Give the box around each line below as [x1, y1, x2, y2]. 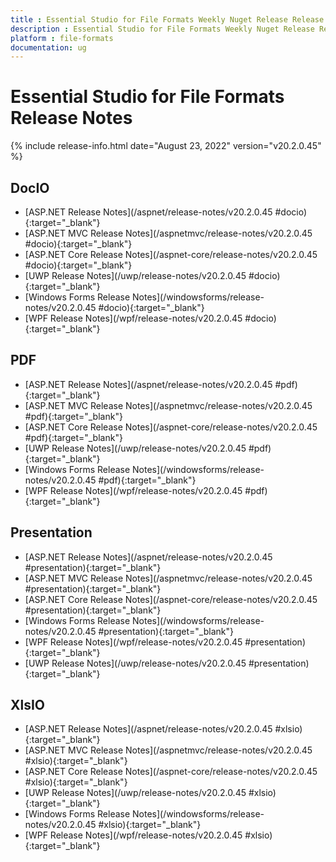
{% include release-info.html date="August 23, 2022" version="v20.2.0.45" [10, 140, 322, 152]
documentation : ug [10, 42, 87, 53]
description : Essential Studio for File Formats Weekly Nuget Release [10, 24, 315, 34]
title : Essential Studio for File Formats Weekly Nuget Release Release [10, 14, 325, 25]
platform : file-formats [10, 33, 114, 43]
